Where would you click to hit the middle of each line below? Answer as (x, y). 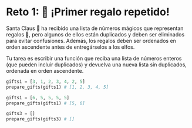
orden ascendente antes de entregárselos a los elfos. (70, 47)
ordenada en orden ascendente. (45, 70)
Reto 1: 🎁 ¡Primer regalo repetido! (88, 12)
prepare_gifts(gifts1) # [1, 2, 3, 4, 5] (58, 87)
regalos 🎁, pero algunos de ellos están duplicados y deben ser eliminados (95, 34)
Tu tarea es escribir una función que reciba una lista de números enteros (94, 58)
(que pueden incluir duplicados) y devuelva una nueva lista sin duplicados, (96, 65)
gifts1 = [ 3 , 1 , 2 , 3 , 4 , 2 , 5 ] (46, 82)
